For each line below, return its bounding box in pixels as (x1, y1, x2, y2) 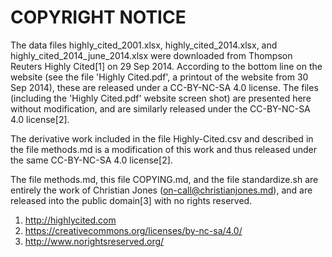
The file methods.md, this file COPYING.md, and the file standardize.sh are (10, 173, 319, 185)
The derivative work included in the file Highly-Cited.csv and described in (10, 132, 314, 145)
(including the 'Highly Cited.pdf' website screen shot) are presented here (10, 92, 312, 104)
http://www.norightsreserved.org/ (24, 235, 165, 247)
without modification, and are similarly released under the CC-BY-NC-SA (10, 102, 311, 115)
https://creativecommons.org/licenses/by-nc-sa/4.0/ (24, 224, 243, 236)
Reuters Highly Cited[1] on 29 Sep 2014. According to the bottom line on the (10, 60, 323, 72)
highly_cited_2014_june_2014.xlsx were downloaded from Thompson (10, 49, 293, 61)
